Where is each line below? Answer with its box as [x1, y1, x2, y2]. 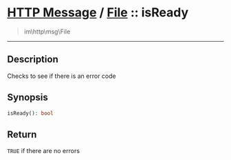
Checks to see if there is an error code [7, 72, 116, 80]
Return [7, 129, 37, 140]
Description [7, 53, 58, 66]
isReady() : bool [7, 109, 54, 117]
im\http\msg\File [23, 27, 71, 36]
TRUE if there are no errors [7, 147, 80, 155]
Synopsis [7, 92, 48, 103]
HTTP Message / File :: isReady [7, 5, 189, 21]
